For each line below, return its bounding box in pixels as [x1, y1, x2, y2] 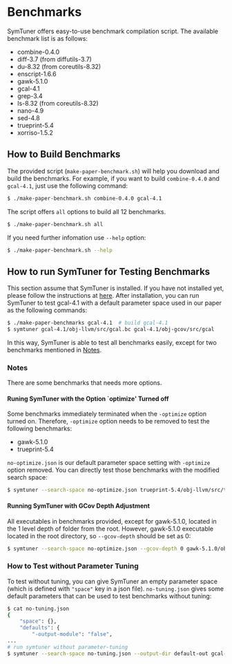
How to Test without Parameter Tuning [7, 561, 139, 571]
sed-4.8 [17, 113, 40, 122]
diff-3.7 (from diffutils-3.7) [17, 55, 92, 63]
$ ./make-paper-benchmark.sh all [7, 220, 104, 228]
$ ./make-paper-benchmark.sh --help [7, 247, 113, 254]
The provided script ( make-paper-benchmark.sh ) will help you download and [7, 167, 220, 175]
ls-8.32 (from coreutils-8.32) [17, 99, 99, 107]
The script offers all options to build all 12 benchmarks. [7, 207, 166, 216]
